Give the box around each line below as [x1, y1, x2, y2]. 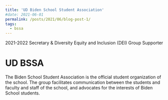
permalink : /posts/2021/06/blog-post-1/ [5, 17, 91, 22]
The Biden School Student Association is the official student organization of [5, 74, 161, 80]
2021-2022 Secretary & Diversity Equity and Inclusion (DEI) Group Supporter [5, 40, 163, 46]
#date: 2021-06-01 [5, 12, 44, 17]
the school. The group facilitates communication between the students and [5, 79, 160, 85]
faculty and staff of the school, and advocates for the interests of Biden [5, 85, 153, 91]
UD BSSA [5, 57, 44, 69]
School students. [5, 90, 40, 96]
